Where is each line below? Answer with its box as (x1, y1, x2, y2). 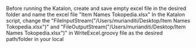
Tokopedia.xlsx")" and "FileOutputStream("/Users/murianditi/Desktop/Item (6, 23, 186, 30)
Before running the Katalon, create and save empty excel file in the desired (6, 5, 187, 12)
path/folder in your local (6, 36, 64, 42)
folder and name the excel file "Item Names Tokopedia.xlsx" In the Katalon (6, 11, 185, 18)
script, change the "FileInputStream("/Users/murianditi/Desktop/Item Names (6, 17, 191, 24)
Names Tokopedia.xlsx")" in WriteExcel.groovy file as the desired (6, 29, 163, 36)
